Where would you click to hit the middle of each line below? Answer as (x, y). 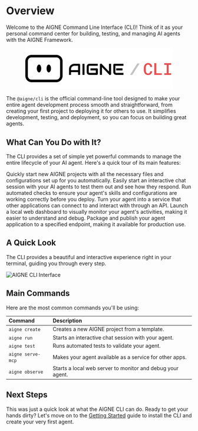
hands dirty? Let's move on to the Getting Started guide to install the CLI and (99, 415)
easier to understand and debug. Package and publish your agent (86, 218)
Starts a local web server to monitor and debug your (115, 368)
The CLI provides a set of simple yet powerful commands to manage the (94, 156)
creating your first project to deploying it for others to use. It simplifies (91, 111)
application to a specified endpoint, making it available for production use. (96, 224)
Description (67, 321)
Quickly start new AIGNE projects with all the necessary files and (85, 174)
